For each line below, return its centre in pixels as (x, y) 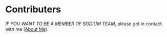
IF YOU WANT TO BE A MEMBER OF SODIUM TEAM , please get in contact (84, 24)
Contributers (33, 10)
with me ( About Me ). (27, 29)
